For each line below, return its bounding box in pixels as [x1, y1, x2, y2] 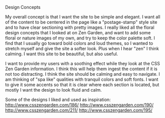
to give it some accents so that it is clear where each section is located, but [5, 82, 160, 88]
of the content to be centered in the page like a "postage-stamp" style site [5, 19, 158, 25]
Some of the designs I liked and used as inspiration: [5, 97, 111, 103]
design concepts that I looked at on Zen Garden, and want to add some [5, 30, 151, 35]
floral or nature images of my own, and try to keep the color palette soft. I [5, 35, 155, 41]
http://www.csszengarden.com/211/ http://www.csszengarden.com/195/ [5, 107, 153, 113]
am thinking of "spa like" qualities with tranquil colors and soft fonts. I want [5, 77, 159, 82]
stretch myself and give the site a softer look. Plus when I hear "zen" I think [5, 46, 159, 51]
